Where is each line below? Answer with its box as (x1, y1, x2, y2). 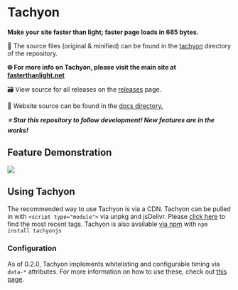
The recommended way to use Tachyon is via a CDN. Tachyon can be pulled (7, 204, 231, 213)
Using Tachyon (7, 186, 76, 198)
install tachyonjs (7, 227, 62, 235)
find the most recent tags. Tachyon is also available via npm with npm (7, 220, 208, 228)
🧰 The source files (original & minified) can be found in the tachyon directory (7, 41, 232, 50)
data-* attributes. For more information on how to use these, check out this (7, 267, 227, 276)
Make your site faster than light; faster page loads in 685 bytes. (7, 28, 199, 36)
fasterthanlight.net (7, 70, 65, 79)
